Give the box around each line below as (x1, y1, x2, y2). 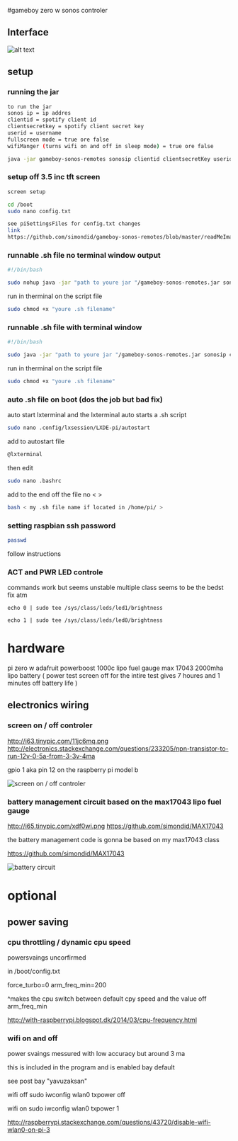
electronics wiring (7, 699, 89, 711)
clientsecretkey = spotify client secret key (7, 123, 144, 130)
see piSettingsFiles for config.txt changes (7, 220, 141, 227)
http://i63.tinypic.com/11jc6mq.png (7, 737, 108, 745)
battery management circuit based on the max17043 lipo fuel (7, 797, 222, 807)
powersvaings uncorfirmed (7, 953, 86, 962)
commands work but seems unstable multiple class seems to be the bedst (7, 584, 224, 592)
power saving (7, 916, 69, 928)
